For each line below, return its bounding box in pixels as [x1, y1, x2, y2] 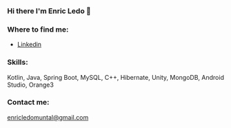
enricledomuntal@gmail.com [7, 113, 89, 121]
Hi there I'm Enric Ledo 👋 [7, 6, 92, 16]
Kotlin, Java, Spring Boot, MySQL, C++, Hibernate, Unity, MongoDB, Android [7, 73, 224, 81]
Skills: [7, 58, 29, 67]
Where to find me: [7, 24, 69, 34]
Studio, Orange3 [7, 81, 54, 89]
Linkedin [17, 41, 42, 49]
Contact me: [7, 98, 50, 107]
